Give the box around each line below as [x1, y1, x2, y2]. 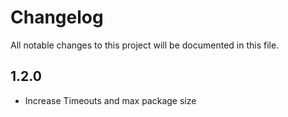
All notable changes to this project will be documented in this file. [10, 39, 280, 51]
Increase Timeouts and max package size [24, 94, 197, 106]
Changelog [10, 6, 104, 29]
